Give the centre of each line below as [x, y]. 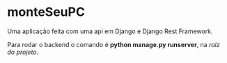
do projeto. [23, 52]
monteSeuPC [46, 12]
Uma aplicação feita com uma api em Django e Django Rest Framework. [110, 31]
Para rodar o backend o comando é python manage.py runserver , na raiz [114, 44]
